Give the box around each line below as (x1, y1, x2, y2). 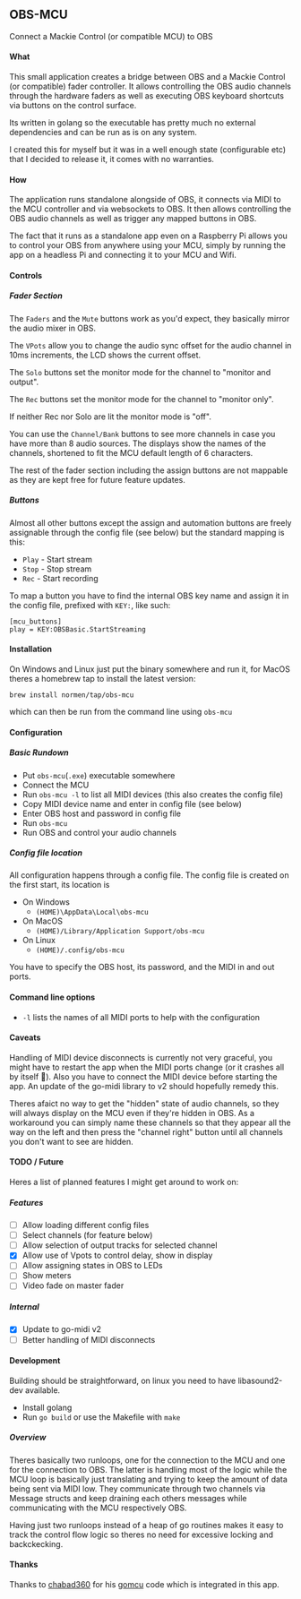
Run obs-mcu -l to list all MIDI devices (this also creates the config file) (21, 788, 284, 800)
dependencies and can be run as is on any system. (9, 127, 197, 138)
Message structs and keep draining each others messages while (9, 1492, 248, 1503)
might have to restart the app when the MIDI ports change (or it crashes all (9, 1062, 285, 1072)
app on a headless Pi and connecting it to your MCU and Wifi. (9, 250, 237, 261)
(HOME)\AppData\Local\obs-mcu (35, 908, 150, 917)
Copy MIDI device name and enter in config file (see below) (21, 798, 242, 809)
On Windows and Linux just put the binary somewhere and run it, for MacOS (9, 663, 291, 675)
